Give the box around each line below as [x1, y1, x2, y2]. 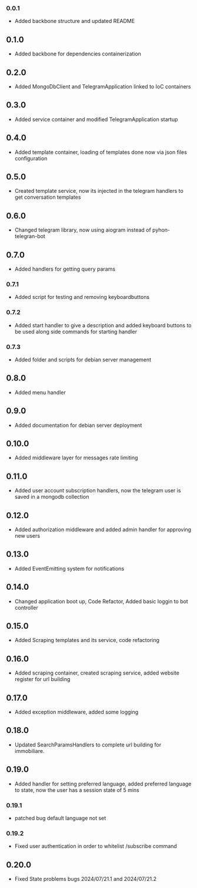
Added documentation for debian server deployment [14, 422, 142, 429]
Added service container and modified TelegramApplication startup [14, 116, 178, 123]
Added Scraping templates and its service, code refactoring [14, 637, 160, 644]
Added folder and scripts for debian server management [14, 356, 152, 363]
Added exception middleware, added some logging [14, 709, 139, 715]
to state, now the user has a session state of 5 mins [14, 786, 139, 794]
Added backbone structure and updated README [14, 18, 135, 25]
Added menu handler [14, 389, 66, 396]
